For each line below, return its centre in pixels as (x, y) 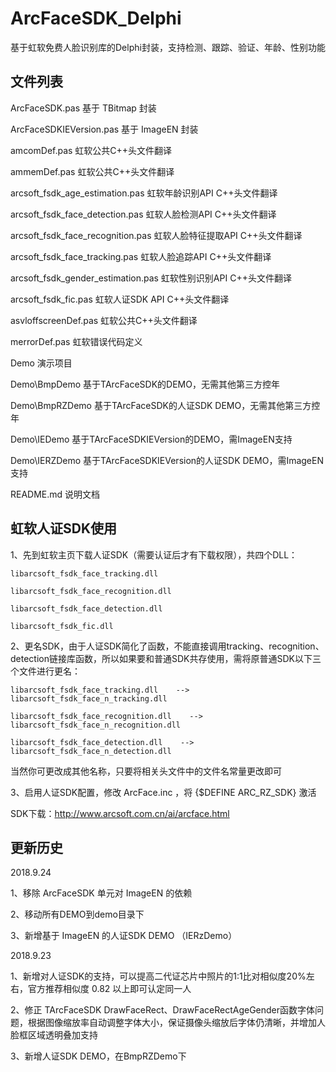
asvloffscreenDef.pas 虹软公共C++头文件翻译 (104, 320)
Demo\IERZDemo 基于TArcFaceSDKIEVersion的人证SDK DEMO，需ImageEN (167, 460)
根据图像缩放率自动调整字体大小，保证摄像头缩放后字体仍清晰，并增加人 (176, 1023)
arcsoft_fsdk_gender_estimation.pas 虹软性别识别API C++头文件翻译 (151, 278)
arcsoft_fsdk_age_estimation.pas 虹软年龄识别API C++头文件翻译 (144, 193)
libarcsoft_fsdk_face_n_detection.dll (91, 751)
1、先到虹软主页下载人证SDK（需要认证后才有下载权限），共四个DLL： (154, 554)
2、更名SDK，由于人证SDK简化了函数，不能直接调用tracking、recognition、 (167, 646)
